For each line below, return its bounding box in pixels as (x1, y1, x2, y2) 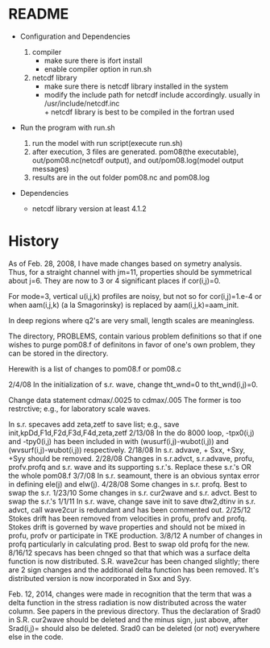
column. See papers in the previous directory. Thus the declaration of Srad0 (8, 606, 261, 616)
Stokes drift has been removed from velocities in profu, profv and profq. (8, 513, 247, 523)
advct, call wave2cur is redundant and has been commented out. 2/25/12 (8, 505, 251, 514)
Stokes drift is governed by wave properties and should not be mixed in (8, 521, 246, 532)
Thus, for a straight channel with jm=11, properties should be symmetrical (8, 267, 252, 276)
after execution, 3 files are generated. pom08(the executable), (31, 147, 239, 156)
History (8, 232, 60, 251)
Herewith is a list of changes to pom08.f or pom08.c (8, 363, 181, 373)
